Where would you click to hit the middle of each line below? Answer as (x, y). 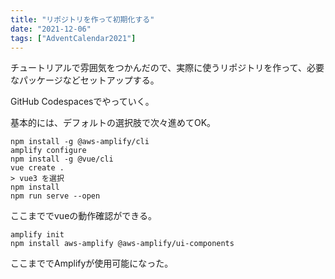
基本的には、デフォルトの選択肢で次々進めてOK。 (113, 123)
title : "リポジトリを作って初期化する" (82, 19)
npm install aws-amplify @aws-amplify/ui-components (122, 244)
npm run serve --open (55, 196)
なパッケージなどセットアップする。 (85, 80)
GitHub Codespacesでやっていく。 (82, 102)
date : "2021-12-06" (51, 29)
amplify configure (48, 151)
